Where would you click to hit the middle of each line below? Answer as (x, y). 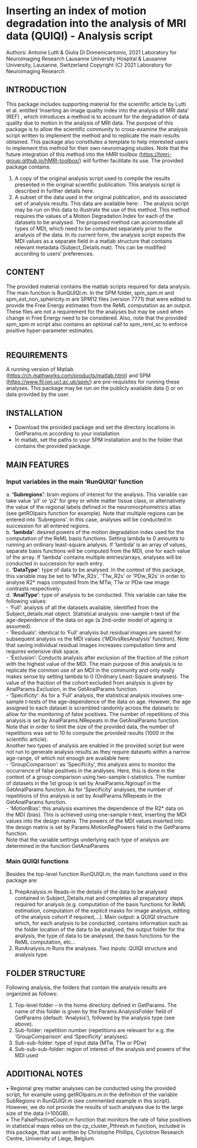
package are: (22, 880)
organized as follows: (32, 993)
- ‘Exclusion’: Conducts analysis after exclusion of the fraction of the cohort (97, 658)
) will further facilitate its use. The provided (131, 160)
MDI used (26, 1055)
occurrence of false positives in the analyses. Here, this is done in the (91, 770)
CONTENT (26, 272)
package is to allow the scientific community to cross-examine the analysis (97, 129)
